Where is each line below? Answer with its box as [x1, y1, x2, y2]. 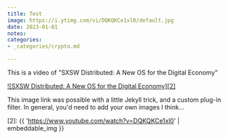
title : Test [7, 10, 42, 18]
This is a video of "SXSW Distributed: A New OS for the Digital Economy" [7, 68, 218, 77]
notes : [7, 29, 27, 37]
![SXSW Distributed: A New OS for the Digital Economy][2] [7, 82, 176, 90]
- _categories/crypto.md [7, 43, 80, 50]
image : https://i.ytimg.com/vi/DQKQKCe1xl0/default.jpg [7, 17, 174, 24]
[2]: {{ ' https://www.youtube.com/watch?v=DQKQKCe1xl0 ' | [7, 117, 180, 125]
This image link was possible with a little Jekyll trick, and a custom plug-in [7, 95, 222, 104]
